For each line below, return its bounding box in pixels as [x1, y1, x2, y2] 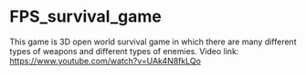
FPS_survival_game [9, 6, 162, 27]
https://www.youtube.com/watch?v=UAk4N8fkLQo [9, 55, 201, 66]
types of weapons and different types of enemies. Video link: [9, 45, 239, 56]
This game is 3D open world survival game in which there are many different [9, 36, 297, 47]
